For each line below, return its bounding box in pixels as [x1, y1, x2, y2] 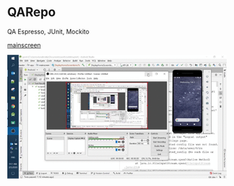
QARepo [7, 4, 56, 20]
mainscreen [7, 41, 41, 49]
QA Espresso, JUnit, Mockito [7, 27, 90, 36]
